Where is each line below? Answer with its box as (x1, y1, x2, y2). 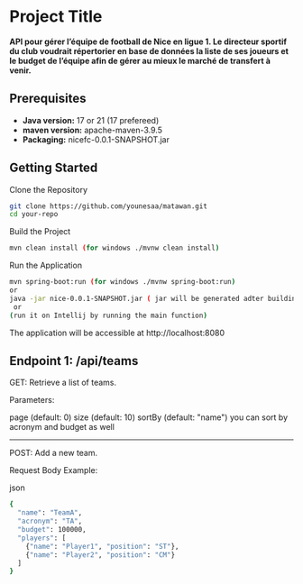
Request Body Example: (9, 465, 98, 476)
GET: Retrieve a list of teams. (9, 377, 117, 388)
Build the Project (9, 226, 71, 237)
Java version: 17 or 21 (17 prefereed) (22, 114, 160, 125)
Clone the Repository (9, 184, 88, 195)
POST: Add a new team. (9, 448, 98, 459)
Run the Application (9, 260, 83, 271)
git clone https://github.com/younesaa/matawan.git (9, 201, 207, 211)
